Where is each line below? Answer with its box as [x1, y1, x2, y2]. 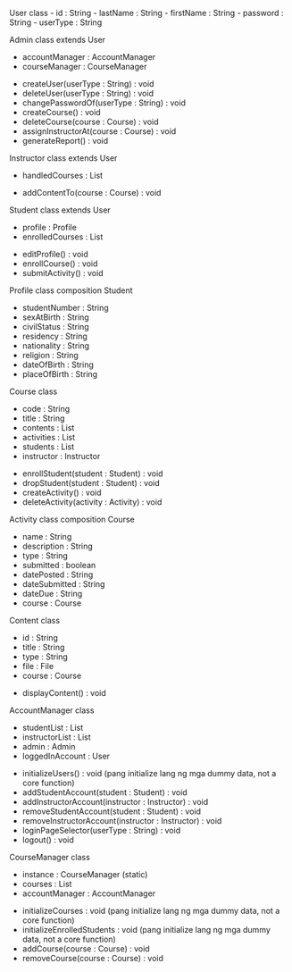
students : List [21, 441, 75, 452]
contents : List [21, 423, 75, 432]
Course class [9, 386, 58, 397]
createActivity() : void [21, 487, 102, 498]
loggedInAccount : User [21, 750, 110, 761]
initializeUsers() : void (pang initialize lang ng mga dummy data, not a [21, 768, 277, 778]
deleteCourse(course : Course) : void [21, 116, 159, 127]
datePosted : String [21, 569, 94, 580]
